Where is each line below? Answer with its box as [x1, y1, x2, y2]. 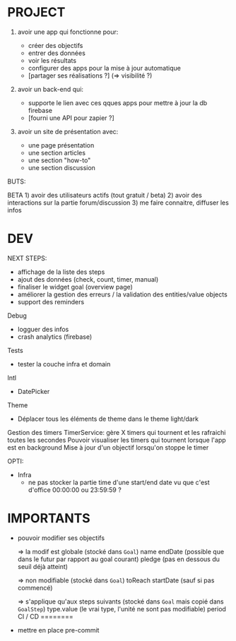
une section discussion [28, 163, 95, 172]
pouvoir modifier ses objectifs [17, 534, 105, 542]
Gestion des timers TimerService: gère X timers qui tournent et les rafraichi [7, 428, 226, 436]
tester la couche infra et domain [17, 359, 111, 368]
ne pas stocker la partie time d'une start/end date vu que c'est [28, 478, 210, 486]
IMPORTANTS [7, 510, 90, 527]
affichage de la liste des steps [17, 268, 105, 276]
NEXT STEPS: [7, 253, 47, 262]
